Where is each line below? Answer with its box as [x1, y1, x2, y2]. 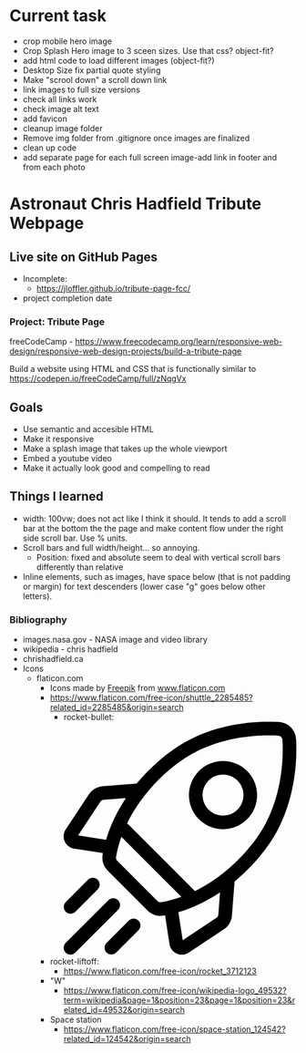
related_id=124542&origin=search [63, 1033, 191, 1044]
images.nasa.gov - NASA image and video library [22, 635, 208, 645]
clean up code [22, 142, 77, 153]
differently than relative [36, 562, 124, 573]
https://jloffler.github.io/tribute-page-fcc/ [36, 283, 191, 294]
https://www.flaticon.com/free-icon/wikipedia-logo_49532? [63, 985, 287, 996]
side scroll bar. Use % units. [22, 532, 128, 543]
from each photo [22, 161, 87, 172]
